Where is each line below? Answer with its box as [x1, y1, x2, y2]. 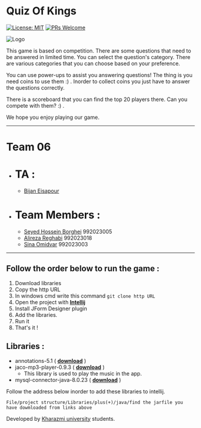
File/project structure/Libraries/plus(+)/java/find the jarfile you [6, 399, 184, 405]
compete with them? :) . [6, 102, 65, 109]
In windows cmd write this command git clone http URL [14, 292, 156, 299]
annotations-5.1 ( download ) [14, 357, 87, 364]
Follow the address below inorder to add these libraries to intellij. [6, 387, 166, 395]
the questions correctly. [6, 84, 65, 91]
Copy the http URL [14, 286, 61, 293]
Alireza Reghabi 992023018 [23, 234, 93, 241]
